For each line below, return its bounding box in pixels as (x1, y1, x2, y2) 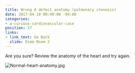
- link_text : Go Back (5, 35, 50, 40)
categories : (5, 16, 30, 21)
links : (5, 30, 19, 35)
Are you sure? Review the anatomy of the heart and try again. (5, 53, 131, 59)
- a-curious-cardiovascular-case (5, 21, 74, 26)
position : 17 (5, 26, 32, 31)
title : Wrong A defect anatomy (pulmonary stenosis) (5, 7, 117, 12)
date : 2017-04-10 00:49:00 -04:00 (5, 12, 77, 17)
